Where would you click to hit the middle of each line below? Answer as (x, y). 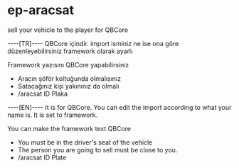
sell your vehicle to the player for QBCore (68, 30)
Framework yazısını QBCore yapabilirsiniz (68, 65)
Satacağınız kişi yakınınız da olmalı (68, 86)
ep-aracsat (41, 10)
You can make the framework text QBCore (69, 128)
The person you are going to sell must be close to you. (97, 150)
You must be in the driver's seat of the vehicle (85, 142)
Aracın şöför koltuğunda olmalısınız (69, 78)
